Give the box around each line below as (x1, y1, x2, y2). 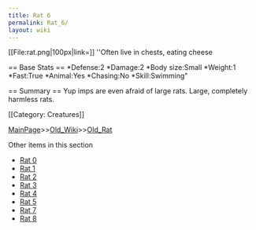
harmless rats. (8, 95, 55, 104)
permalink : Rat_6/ (8, 19, 69, 27)
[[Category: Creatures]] (8, 110, 85, 119)
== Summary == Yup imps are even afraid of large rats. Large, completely (8, 86, 248, 96)
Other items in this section (8, 141, 93, 150)
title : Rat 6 (8, 11, 51, 20)
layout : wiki (8, 26, 51, 34)
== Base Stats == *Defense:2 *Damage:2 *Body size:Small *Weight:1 (8, 63, 236, 72)
